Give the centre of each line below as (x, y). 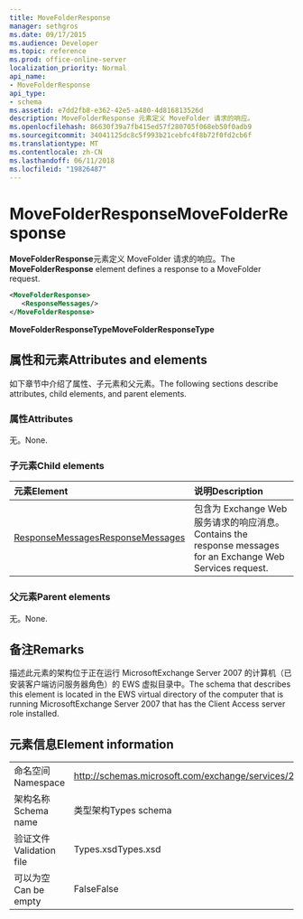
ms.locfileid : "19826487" (58, 169)
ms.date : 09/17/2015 (48, 34)
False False (96, 889)
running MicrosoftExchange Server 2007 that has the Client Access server (147, 704)
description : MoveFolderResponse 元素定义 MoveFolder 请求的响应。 (132, 118)
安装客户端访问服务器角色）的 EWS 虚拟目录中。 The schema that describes (150, 684)
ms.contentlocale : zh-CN (56, 152)
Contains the (220, 534)
